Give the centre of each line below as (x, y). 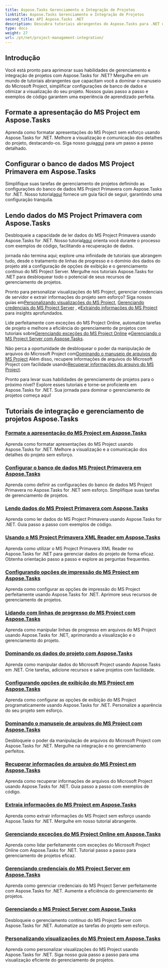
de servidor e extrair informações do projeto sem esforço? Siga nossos (78, 297)
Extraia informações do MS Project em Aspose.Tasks (71, 805)
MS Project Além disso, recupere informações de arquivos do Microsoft (79, 359)
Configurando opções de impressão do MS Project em (72, 572)
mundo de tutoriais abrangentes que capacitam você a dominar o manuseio (83, 81)
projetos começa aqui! (28, 395)
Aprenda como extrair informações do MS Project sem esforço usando (78, 815)
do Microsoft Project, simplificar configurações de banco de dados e (76, 86)
